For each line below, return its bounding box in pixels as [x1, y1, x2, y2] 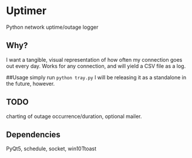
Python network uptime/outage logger [6, 23, 99, 31]
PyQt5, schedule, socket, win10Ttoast [6, 145, 97, 152]
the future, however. [6, 80, 55, 87]
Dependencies [6, 129, 60, 139]
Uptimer [6, 4, 47, 18]
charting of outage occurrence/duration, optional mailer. [6, 113, 142, 120]
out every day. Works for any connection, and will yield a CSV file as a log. [6, 62, 186, 69]
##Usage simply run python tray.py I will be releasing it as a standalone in [6, 73, 187, 80]
